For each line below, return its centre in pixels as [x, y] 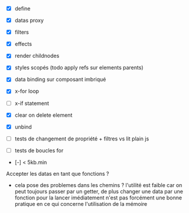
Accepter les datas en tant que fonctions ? [58, 173]
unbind [23, 127]
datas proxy [29, 21]
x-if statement [32, 103]
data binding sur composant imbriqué [60, 80]
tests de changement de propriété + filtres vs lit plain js [82, 139]
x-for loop [27, 91]
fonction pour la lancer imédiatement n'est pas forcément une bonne [98, 198]
